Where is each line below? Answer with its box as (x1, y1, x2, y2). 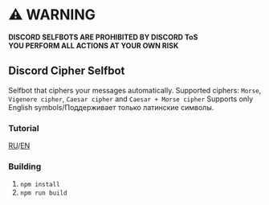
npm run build (19, 189, 67, 198)
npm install (19, 181, 60, 189)
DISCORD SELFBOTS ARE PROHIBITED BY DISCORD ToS (8, 32, 198, 42)
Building (8, 161, 42, 172)
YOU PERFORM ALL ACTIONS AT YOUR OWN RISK (8, 40, 179, 50)
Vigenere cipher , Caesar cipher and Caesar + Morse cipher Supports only (8, 94, 254, 104)
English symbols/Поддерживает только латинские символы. (8, 102, 214, 112)
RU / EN (8, 141, 31, 150)
